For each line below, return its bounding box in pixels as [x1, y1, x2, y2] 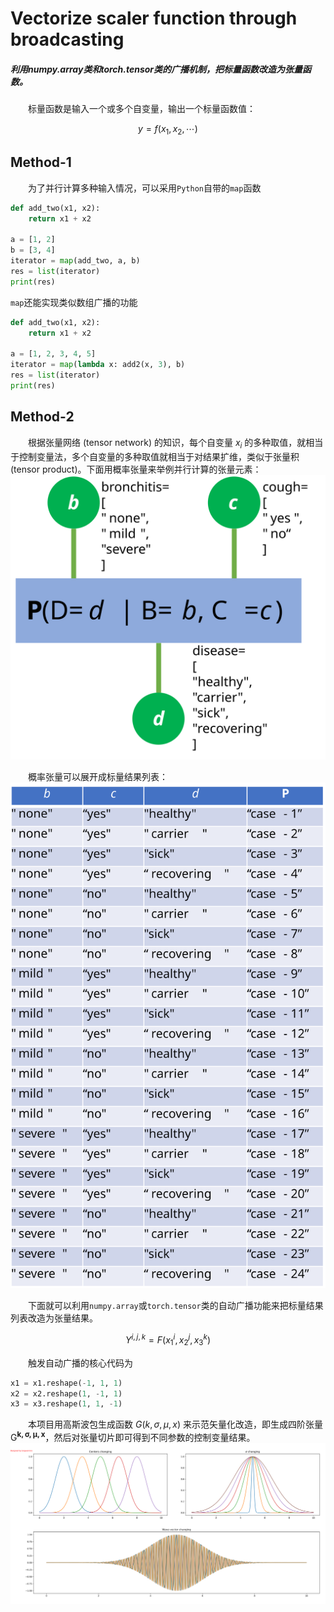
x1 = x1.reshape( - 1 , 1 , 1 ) [10, 1378, 123, 1388]
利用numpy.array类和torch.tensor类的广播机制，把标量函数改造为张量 [10, 63, 303, 75]
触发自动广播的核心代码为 [28, 1357, 133, 1369]
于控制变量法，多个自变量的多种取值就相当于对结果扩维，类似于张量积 [10, 450, 300, 462]
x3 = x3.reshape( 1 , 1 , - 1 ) [10, 1399, 123, 1409]
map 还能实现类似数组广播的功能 [10, 296, 138, 308]
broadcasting [10, 28, 125, 51]
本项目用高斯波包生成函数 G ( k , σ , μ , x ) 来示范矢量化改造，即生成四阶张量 [28, 1418, 323, 1431]
